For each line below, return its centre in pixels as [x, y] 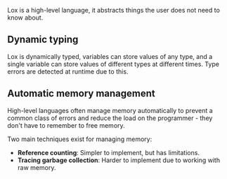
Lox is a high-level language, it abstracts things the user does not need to [113, 10]
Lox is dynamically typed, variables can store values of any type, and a [110, 56]
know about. [25, 18]
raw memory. [37, 167]
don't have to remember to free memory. [66, 125]
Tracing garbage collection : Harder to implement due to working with [118, 160]
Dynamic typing [43, 40]
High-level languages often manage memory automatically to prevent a [110, 110]
